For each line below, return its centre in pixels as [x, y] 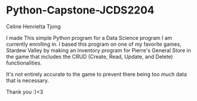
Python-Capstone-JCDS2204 [80, 10]
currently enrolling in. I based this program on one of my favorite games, [94, 44]
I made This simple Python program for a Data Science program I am [89, 38]
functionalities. [24, 63]
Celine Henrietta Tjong [34, 26]
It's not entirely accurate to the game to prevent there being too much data [96, 74]
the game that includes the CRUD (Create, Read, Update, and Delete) [90, 56]
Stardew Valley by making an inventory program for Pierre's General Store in [98, 50]
